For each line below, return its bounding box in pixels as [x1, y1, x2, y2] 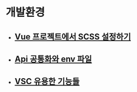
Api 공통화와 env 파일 [14, 54, 92, 64]
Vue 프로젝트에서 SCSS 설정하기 [14, 31, 131, 42]
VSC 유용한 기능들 [14, 76, 80, 87]
